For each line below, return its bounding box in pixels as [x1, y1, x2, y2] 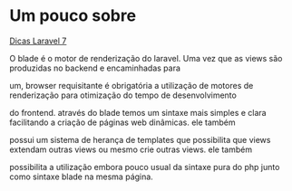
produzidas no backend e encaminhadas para [9, 62, 181, 73]
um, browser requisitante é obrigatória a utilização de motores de [9, 80, 254, 91]
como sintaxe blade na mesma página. [9, 171, 154, 182]
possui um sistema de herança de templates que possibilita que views [9, 134, 271, 145]
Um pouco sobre [9, 5, 137, 26]
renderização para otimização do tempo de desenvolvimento [9, 90, 238, 100]
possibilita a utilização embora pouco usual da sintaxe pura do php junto [9, 161, 280, 172]
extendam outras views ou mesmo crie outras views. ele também [9, 144, 252, 155]
